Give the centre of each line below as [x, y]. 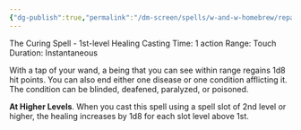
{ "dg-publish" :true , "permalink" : [72, 17]
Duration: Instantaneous [54, 52]
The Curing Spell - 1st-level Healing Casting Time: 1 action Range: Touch [143, 43]
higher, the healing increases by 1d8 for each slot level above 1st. [129, 116]
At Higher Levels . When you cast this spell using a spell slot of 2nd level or [148, 106]
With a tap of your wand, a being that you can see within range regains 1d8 [147, 70]
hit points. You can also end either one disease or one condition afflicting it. [149, 79]
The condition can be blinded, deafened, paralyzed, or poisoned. [129, 89]
